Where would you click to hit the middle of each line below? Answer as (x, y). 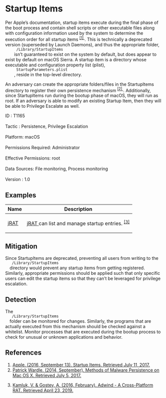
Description (78, 209)
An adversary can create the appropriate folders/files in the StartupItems (80, 84)
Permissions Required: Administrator (43, 148)
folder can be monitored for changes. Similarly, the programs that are (81, 321)
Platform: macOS (23, 137)
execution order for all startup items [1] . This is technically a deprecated (79, 39)
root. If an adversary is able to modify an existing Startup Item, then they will (83, 101)
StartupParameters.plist (42, 70)
